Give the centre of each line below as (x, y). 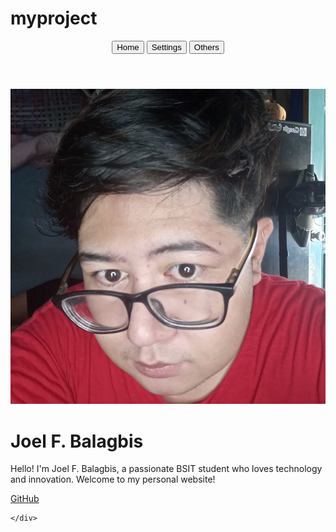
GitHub (25, 499)
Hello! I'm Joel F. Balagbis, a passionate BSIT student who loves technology (166, 469)
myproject (54, 18)
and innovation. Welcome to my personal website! (113, 479)
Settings (166, 47)
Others (206, 47)
